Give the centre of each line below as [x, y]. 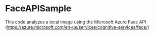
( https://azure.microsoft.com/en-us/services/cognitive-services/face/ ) [77, 27]
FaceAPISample [38, 9]
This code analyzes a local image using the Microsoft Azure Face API [76, 22]
